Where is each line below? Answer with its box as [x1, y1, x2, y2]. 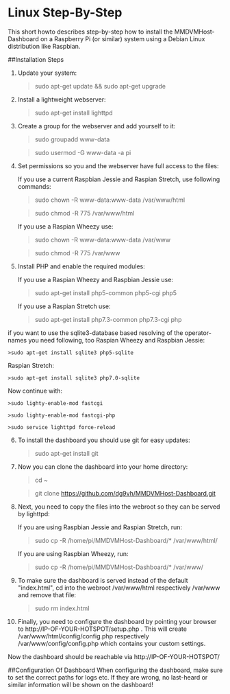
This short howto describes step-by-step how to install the [8, 27, 173, 36]
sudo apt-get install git [34, 449, 99, 457]
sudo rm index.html [34, 604, 90, 612]
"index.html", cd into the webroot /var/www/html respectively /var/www [17, 583, 220, 592]
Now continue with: [8, 386, 63, 395]
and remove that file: [17, 590, 77, 599]
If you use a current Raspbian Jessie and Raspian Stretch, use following [17, 175, 220, 183]
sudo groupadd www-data [34, 135, 110, 143]
